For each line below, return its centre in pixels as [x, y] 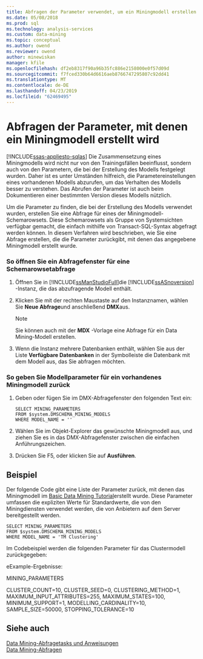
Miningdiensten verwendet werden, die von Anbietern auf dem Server [93, 509]
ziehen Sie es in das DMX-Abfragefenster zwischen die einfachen [97, 437]
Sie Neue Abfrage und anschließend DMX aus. [72, 307]
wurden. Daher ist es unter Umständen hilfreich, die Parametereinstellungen [101, 176]
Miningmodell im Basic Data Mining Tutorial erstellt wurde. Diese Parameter [99, 496]
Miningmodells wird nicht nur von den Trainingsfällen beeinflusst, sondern [99, 163]
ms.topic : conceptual [34, 40]
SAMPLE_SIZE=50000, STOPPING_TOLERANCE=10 [70, 609]
